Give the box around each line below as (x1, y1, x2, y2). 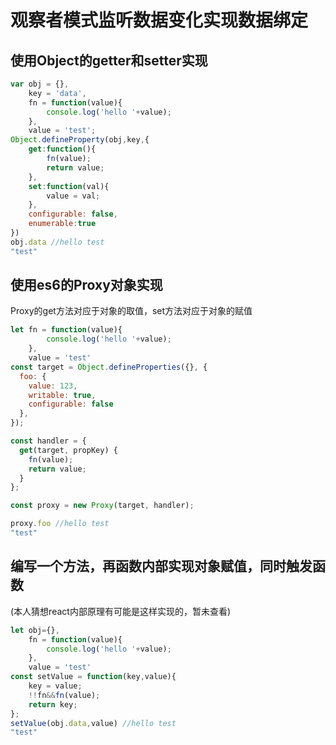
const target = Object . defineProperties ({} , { (10, 362, 208, 372)
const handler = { (10, 436, 87, 446)
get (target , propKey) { (19, 445, 118, 455)
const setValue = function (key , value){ (10, 672, 177, 682)
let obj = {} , (10, 625, 60, 635)
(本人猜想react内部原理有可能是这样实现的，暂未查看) (10, 605, 231, 617)
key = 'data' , (28, 88, 87, 98)
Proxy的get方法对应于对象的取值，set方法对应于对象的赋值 (10, 305, 253, 317)
